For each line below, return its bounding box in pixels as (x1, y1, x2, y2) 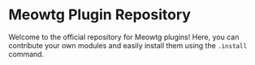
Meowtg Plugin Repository (8, 6, 191, 24)
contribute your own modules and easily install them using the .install (8, 40, 248, 50)
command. (8, 49, 45, 59)
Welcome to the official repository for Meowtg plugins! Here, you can (8, 32, 240, 42)
